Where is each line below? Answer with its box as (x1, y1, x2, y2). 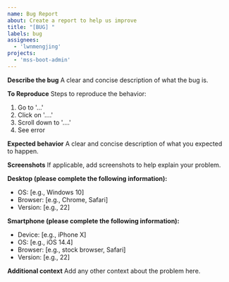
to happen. (7, 146, 39, 155)
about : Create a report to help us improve (7, 17, 137, 24)
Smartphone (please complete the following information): (7, 216, 180, 225)
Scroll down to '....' (17, 118, 72, 127)
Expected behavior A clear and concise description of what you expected (7, 139, 223, 148)
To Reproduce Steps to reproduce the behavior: (7, 89, 147, 98)
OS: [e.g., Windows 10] (17, 188, 85, 196)
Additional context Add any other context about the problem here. (7, 266, 201, 275)
